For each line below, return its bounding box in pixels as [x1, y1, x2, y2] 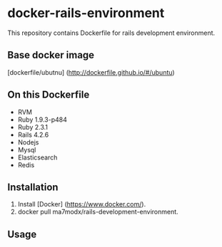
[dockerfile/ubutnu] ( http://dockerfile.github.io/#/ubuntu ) [7, 68, 175, 76]
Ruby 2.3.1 [17, 122, 49, 131]
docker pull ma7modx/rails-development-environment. [17, 208, 178, 216]
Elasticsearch [17, 153, 58, 162]
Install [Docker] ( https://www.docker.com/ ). [17, 200, 146, 209]
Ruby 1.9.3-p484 [17, 115, 68, 124]
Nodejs [17, 137, 39, 147]
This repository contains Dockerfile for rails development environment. [7, 28, 216, 37]
